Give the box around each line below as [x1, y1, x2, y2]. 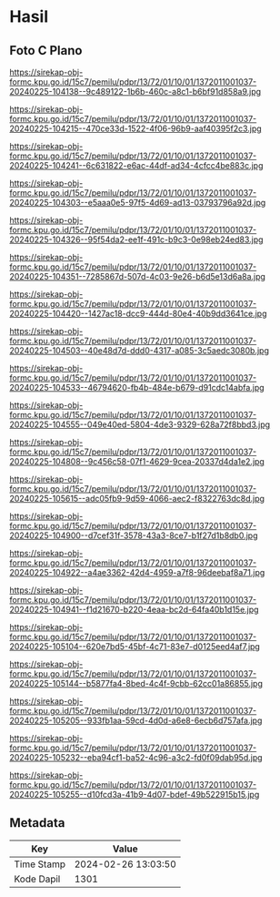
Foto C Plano [9, 43, 83, 58]
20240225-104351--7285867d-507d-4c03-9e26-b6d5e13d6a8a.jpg [9, 271, 266, 281]
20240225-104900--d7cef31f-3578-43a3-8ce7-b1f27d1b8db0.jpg [9, 530, 258, 541]
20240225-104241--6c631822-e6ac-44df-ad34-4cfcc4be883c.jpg [9, 160, 264, 170]
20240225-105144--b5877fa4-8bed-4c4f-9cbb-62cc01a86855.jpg [9, 678, 264, 688]
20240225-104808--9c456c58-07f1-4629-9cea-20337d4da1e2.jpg [9, 456, 265, 466]
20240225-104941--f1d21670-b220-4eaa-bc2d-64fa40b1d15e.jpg [9, 604, 259, 615]
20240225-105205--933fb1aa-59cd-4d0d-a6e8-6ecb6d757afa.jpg [9, 715, 263, 726]
